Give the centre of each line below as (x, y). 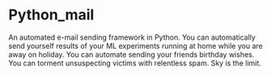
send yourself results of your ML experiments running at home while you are (135, 45)
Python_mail (51, 15)
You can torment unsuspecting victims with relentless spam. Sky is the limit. (135, 63)
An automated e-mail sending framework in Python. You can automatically (132, 37)
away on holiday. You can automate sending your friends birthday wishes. (131, 54)
